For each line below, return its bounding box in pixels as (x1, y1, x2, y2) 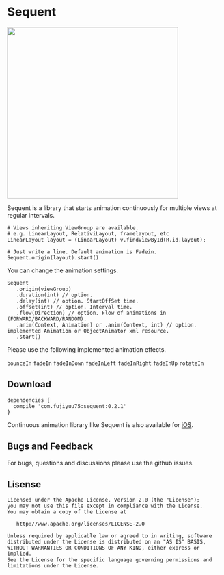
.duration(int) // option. (16, 292, 94, 298)
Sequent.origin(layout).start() (7, 254, 99, 261)
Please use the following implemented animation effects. (7, 345, 166, 353)
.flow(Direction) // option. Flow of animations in (16, 309, 167, 316)
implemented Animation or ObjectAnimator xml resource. (7, 327, 169, 334)
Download (7, 379, 51, 390)
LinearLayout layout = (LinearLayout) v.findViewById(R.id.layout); (7, 236, 206, 243)
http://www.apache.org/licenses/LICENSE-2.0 (16, 521, 145, 528)
